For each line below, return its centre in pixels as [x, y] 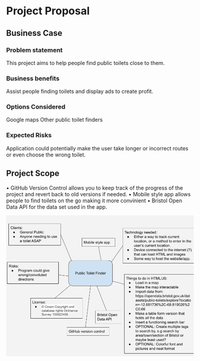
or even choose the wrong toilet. [46, 155]
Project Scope [33, 173]
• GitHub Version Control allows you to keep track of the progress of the [95, 188]
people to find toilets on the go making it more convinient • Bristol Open [94, 200]
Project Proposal [48, 11]
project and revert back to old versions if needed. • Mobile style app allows [99, 194]
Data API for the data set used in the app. [57, 206]
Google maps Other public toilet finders [54, 120]
